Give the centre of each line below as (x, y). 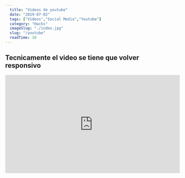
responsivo (23, 66)
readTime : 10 (23, 38)
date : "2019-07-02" (30, 14)
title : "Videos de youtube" (39, 10)
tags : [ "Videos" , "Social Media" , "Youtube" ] (55, 19)
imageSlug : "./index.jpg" (37, 28)
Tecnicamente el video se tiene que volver (72, 58)
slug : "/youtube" (28, 33)
